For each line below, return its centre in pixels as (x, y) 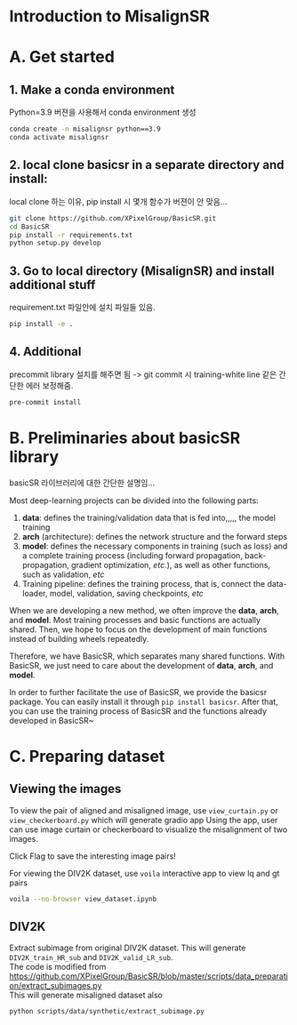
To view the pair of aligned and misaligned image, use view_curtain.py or (144, 810)
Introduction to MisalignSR (110, 16)
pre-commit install (45, 402)
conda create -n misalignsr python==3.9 (85, 129)
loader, (35, 593)
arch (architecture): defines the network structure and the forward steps (154, 536)
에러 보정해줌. (49, 385)
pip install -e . (41, 324)
